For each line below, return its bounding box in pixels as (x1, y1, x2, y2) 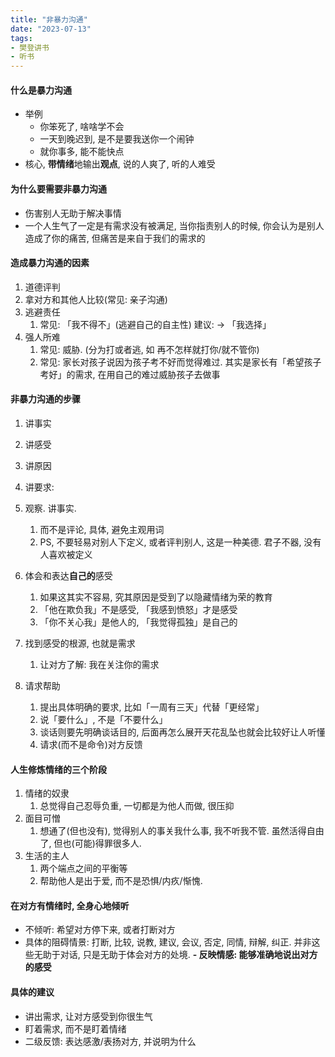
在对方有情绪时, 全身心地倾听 (10, 899, 130, 911)
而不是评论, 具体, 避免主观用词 (39, 523, 165, 535)
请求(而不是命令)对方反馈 (39, 738, 143, 750)
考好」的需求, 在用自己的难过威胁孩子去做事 (39, 368, 221, 380)
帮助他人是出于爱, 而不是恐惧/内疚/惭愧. (39, 875, 203, 887)
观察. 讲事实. (24, 502, 77, 514)
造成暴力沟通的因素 (10, 257, 90, 269)
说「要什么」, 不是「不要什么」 (39, 713, 168, 725)
